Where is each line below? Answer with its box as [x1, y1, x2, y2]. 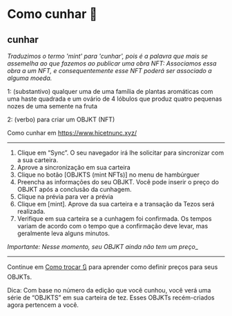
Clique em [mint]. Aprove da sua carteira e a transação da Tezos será [17, 200, 215, 208]
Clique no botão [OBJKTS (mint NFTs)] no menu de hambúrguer [17, 170, 200, 179]
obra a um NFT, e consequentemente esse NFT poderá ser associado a [7, 67, 212, 75]
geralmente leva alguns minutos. [17, 229, 110, 237]
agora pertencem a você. [7, 301, 79, 309]
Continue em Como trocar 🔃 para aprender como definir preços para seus [7, 263, 218, 271]
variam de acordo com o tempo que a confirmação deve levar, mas [17, 222, 209, 230]
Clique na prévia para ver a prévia [17, 192, 114, 201]
